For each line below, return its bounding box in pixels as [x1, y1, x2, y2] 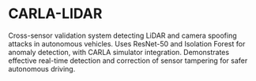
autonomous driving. [8, 64, 76, 73]
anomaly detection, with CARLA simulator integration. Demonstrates [8, 47, 230, 57]
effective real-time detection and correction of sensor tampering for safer [8, 56, 248, 65]
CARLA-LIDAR [8, 5, 103, 23]
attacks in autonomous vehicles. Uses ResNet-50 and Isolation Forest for [8, 39, 246, 48]
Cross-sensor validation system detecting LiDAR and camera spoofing [8, 31, 237, 40]
